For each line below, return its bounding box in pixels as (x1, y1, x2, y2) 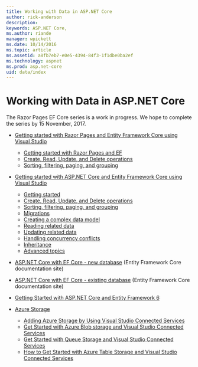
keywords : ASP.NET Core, (6, 25, 67, 31)
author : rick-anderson (6, 14, 62, 20)
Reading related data (23, 222, 74, 230)
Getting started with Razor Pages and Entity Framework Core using (14, 132, 178, 139)
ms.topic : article (6, 47, 51, 53)
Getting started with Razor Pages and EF (23, 149, 122, 156)
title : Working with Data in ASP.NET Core (6, 8, 112, 15)
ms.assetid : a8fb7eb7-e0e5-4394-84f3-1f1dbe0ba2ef (6, 53, 134, 58)
